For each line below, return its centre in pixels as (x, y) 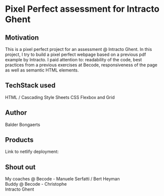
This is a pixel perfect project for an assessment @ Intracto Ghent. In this (79, 49)
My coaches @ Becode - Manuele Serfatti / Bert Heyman (62, 179)
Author (16, 113)
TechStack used (30, 86)
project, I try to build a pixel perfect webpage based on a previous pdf (76, 54)
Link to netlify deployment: (32, 152)
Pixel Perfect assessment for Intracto (82, 9)
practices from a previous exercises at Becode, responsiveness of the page (81, 65)
